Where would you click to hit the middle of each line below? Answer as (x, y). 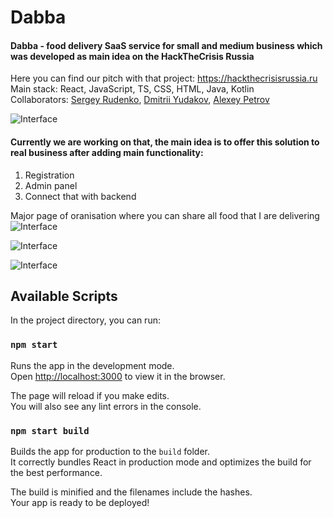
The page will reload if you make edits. (90, 395)
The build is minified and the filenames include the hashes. (131, 492)
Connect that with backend (80, 196)
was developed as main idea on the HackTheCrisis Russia (132, 56)
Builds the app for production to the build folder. (110, 451)
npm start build (50, 430)
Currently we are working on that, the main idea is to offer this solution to (165, 142)
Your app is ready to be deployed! (80, 502)
